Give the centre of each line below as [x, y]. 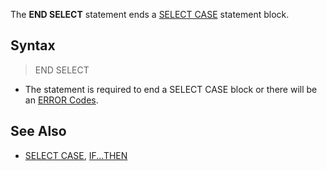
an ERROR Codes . [61, 100]
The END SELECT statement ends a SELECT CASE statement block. [150, 14]
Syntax [33, 45]
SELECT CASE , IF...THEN [76, 155]
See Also [38, 131]
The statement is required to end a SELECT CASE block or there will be [171, 89]
